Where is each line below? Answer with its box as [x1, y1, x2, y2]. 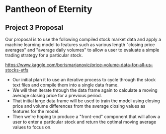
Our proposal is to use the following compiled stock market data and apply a [5, 36, 162, 42]
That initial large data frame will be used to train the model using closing [12, 98, 160, 104]
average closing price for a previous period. [12, 93, 102, 98]
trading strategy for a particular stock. [5, 52, 83, 58]
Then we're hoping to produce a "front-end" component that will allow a [12, 114, 161, 120]
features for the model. [12, 108, 60, 114]
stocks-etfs [5, 67, 29, 73]
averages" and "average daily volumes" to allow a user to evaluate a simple [5, 47, 160, 53]
